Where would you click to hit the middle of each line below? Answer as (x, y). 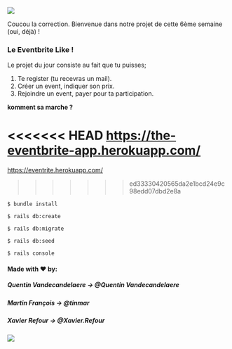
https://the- (141, 135)
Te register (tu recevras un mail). (64, 79)
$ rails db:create (34, 217)
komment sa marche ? (40, 107)
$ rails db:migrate (36, 229)
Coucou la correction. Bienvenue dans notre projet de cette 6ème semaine (115, 24)
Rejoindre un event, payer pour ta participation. (86, 94)
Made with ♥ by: (32, 269)
